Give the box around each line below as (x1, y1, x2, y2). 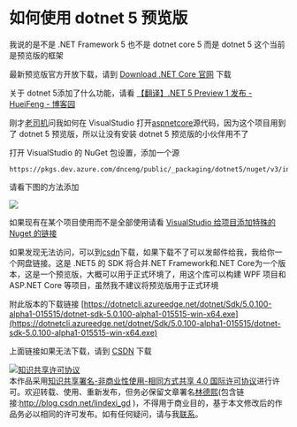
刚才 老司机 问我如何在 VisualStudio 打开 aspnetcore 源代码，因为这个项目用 (9, 117, 278, 128)
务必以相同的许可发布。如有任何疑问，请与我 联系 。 (16, 408, 203, 419)
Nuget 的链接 (9, 227, 57, 239)
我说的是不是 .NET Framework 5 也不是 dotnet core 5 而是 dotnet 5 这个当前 (9, 39, 286, 50)
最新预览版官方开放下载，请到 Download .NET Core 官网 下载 (9, 68, 232, 80)
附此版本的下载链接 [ (9, 298, 85, 309)
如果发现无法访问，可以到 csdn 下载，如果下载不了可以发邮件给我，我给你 (9, 247, 276, 257)
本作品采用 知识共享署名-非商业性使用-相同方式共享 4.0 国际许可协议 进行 (9, 375, 272, 385)
